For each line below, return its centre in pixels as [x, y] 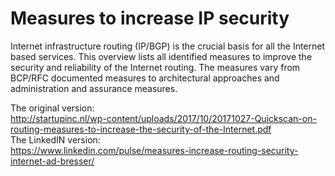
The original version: [52, 108]
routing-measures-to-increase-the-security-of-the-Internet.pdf [141, 129]
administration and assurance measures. [94, 88]
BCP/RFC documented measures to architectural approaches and [145, 78]
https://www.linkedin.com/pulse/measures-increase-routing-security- [154, 150]
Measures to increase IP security [150, 18]
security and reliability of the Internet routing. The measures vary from [155, 67]
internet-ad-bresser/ [52, 161]
